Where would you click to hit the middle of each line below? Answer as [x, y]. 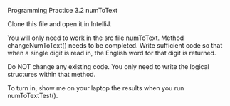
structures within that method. [52, 74]
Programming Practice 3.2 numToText [63, 10]
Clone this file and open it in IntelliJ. [59, 24]
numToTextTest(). [33, 96]
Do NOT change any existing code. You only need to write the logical [108, 67]
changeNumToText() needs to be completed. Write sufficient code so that [115, 45]
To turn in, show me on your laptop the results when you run [96, 88]
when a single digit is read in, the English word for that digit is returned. [112, 53]
